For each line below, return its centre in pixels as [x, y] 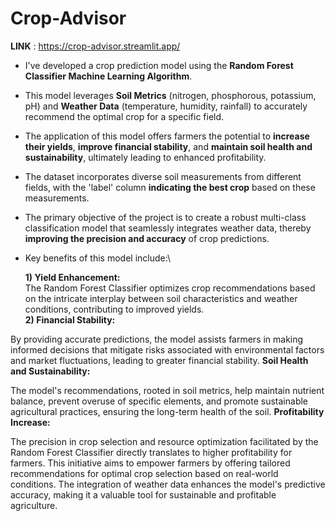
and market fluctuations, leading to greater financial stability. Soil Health [159, 360]
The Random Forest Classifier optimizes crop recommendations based [170, 288]
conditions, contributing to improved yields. [114, 309]
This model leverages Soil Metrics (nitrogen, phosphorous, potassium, [170, 95]
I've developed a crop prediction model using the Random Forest [159, 65]
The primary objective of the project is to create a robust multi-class [165, 217]
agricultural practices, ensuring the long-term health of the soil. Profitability [167, 411]
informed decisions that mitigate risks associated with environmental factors [167, 349]
